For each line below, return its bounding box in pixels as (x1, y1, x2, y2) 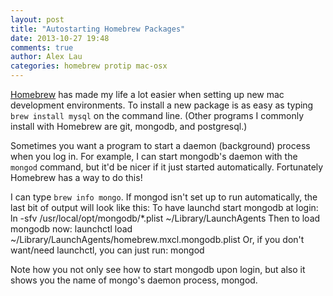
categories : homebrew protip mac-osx (10, 61, 168, 71)
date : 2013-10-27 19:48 (10, 33, 110, 43)
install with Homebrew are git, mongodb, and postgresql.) (10, 121, 248, 132)
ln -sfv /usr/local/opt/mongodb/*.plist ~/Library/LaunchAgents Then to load (10, 212, 321, 224)
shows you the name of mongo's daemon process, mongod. (10, 274, 258, 286)
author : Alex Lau (10, 52, 83, 62)
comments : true (10, 42, 74, 53)
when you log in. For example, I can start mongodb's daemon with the (10, 151, 298, 162)
